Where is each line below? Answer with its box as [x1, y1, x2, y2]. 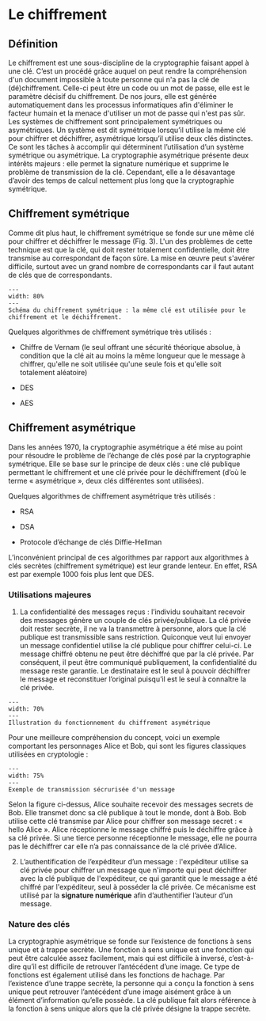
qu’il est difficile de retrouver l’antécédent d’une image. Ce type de [22, 962, 240, 971]
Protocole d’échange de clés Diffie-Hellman [19, 537, 162, 547]
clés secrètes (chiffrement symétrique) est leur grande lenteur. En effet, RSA [8, 560, 257, 571]
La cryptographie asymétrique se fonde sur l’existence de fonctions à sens [8, 936, 252, 947]
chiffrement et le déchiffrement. [8, 313, 123, 321]
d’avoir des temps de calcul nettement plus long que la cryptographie [8, 176, 235, 185]
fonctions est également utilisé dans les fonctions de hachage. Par [8, 970, 226, 980]
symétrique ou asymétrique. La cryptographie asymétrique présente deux [8, 150, 249, 160]
